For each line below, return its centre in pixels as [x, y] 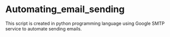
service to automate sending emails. [44, 28]
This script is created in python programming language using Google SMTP [85, 23]
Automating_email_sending [65, 9]
